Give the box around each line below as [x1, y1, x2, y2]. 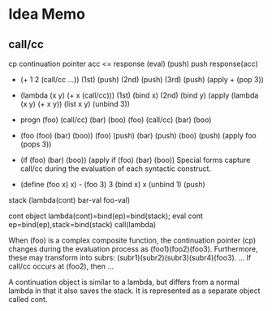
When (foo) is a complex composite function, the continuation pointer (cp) [8, 235, 257, 245]
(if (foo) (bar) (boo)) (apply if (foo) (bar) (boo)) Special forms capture [19, 155, 251, 164]
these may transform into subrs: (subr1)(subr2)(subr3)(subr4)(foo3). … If [8, 253, 252, 262]
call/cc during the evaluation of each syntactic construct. [19, 164, 212, 173]
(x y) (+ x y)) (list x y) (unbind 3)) [19, 99, 130, 108]
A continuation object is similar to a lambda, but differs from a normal [8, 278, 240, 287]
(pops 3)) [19, 139, 52, 149]
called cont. [8, 295, 48, 304]
